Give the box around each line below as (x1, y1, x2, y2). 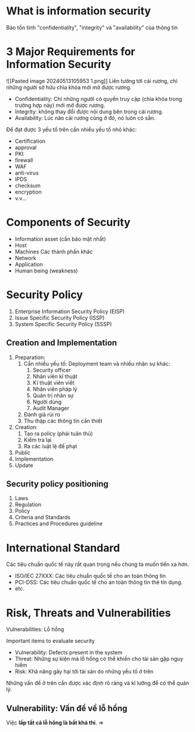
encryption (14, 188, 42, 195)
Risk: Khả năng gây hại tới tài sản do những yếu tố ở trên (14, 668, 154, 675)
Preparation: (14, 354, 46, 361)
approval (14, 143, 37, 151)
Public (14, 449, 31, 456)
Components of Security (6, 216, 131, 229)
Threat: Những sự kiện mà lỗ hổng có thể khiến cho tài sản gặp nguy (14, 656, 184, 663)
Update (14, 461, 33, 468)
